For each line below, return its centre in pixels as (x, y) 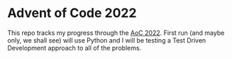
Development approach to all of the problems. (74, 48)
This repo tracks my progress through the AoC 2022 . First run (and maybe (116, 33)
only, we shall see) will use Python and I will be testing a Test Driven (107, 40)
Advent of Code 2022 (72, 13)
